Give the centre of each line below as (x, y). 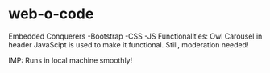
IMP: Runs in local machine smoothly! (71, 60)
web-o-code (51, 14)
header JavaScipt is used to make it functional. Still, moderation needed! (129, 44)
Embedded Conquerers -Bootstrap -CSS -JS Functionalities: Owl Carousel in (135, 36)
